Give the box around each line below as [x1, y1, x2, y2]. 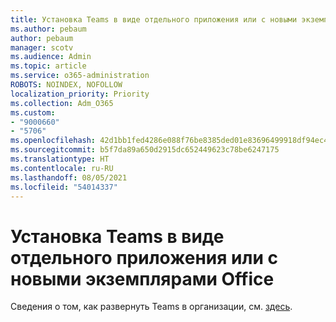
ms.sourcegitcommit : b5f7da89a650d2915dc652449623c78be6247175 [10, 145, 280, 155]
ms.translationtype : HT [10, 154, 110, 164]
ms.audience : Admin [10, 52, 92, 62]
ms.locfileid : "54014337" [10, 182, 118, 192]
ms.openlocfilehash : [10, 136, 97, 146]
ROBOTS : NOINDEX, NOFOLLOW [10, 80, 123, 90]
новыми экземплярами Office [10, 267, 275, 290]
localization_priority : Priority [10, 89, 150, 99]
